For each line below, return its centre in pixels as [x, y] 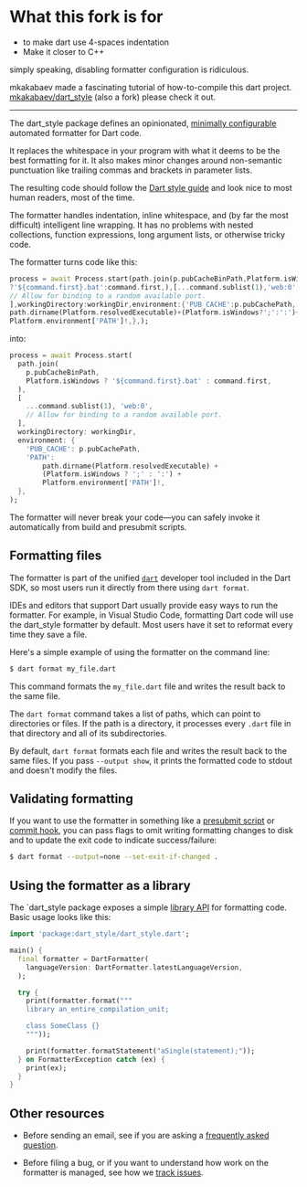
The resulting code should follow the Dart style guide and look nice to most [151, 187]
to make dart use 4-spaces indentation [96, 42]
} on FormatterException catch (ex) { [92, 1059]
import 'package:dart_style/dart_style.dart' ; [100, 934]
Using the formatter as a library [100, 885]
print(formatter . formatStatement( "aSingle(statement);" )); [141, 1051]
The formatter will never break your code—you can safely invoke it [135, 517]
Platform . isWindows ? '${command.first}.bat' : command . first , [149, 381]
